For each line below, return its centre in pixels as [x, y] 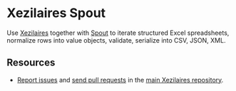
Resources [31, 63]
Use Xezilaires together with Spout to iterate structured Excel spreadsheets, [118, 33]
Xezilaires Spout [56, 13]
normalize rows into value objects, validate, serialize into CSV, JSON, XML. [116, 40]
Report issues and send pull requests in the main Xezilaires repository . [120, 80]
